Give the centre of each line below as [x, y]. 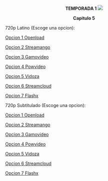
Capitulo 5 [84, 18]
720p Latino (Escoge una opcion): [40, 28]
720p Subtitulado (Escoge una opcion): [45, 105]
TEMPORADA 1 [81, 8]
